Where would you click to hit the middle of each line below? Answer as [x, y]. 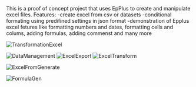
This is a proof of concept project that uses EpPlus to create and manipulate [98, 8]
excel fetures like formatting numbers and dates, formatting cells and [90, 27]
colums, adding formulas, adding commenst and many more [79, 33]
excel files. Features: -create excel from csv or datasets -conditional [89, 15]
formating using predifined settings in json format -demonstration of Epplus [98, 21]
